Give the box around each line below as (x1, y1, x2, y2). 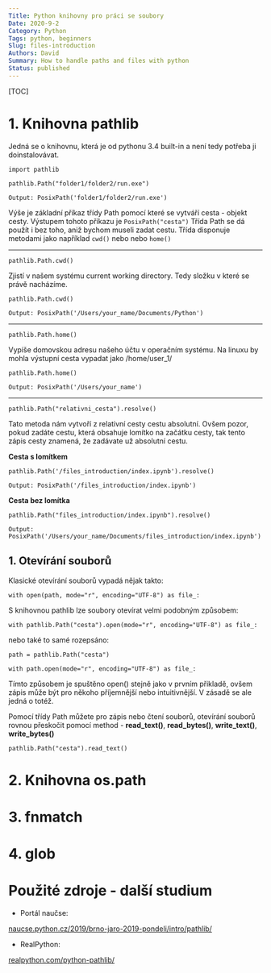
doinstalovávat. (8, 150, 59, 160)
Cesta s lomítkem (8, 451, 69, 461)
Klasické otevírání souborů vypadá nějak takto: (8, 576, 164, 585)
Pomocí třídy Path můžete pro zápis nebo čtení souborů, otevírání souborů (8, 711, 256, 721)
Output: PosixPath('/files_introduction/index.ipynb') (8, 481, 197, 489)
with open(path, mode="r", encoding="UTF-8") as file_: (8, 591, 200, 599)
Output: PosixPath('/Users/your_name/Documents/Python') (8, 309, 204, 317)
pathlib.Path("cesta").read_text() (8, 744, 128, 752)
